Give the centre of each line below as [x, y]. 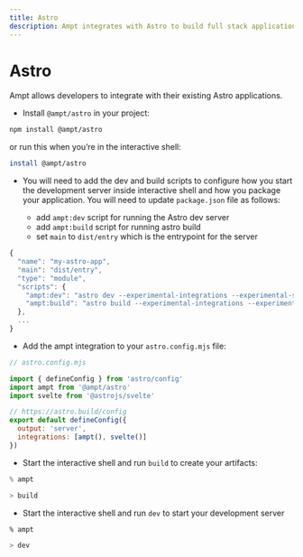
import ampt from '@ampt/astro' [70, 387]
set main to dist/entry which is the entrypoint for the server [147, 237]
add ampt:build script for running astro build [118, 227]
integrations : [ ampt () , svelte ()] [82, 437]
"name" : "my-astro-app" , [64, 262]
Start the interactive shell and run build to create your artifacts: [140, 462]
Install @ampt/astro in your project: [86, 113]
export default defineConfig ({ [68, 421]
